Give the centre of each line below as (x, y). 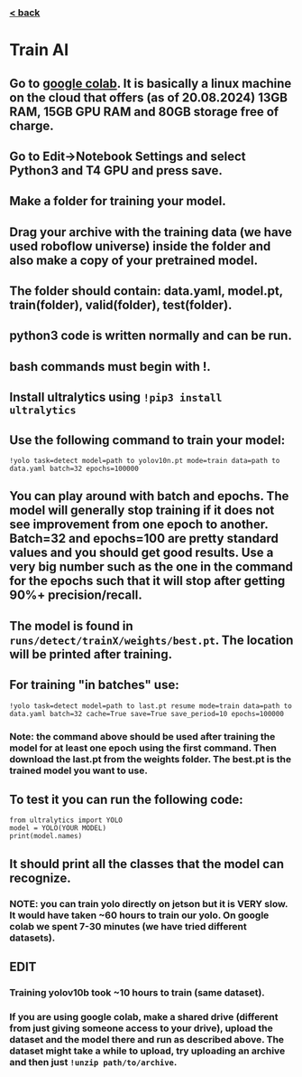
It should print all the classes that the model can (146, 864)
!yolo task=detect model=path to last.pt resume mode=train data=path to (151, 706)
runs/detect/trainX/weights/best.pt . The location (151, 640)
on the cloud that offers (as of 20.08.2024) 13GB (149, 97)
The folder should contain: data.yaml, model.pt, (146, 291)
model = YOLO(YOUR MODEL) (58, 828)
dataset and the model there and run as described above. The (147, 1039)
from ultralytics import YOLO (66, 820)
